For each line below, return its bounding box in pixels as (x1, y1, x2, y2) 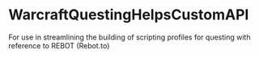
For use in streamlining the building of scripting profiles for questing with (8, 32, 251, 42)
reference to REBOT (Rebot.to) (8, 40, 110, 50)
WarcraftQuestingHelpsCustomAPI (8, 6, 249, 24)
